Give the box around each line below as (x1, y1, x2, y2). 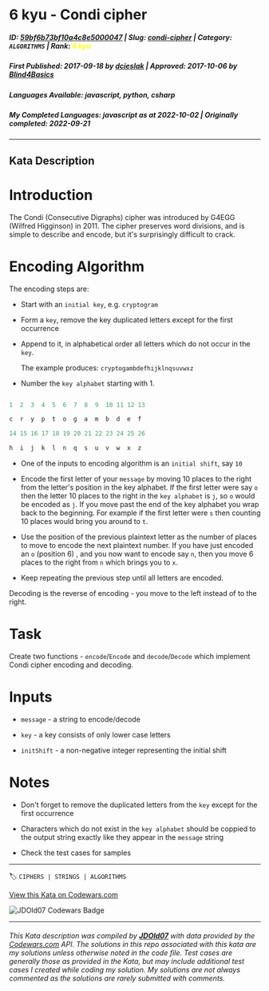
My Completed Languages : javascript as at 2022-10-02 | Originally (9, 110, 239, 119)
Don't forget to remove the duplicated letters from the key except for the (20, 800, 258, 809)
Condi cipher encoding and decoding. (9, 660, 134, 669)
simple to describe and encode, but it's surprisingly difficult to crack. (9, 230, 236, 239)
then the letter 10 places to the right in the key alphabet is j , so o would (20, 491, 255, 501)
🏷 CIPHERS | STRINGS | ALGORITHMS (9, 871, 127, 881)
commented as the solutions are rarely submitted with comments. (9, 973, 226, 983)
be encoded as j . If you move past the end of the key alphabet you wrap (20, 500, 259, 509)
